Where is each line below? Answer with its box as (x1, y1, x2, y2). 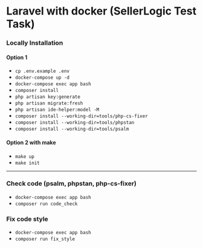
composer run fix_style (14, 236, 76, 243)
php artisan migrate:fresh (14, 100, 83, 106)
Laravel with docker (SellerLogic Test (6, 4, 197, 18)
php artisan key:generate (14, 94, 80, 100)
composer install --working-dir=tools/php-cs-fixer (14, 113, 148, 119)
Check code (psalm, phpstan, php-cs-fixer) (6, 180, 137, 188)
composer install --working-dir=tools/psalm (14, 126, 129, 132)
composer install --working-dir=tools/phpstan (14, 120, 135, 126)
